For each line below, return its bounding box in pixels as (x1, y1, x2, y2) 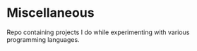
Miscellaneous (6, 5, 95, 21)
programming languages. (6, 35, 80, 43)
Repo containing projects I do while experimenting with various (6, 28, 190, 36)
